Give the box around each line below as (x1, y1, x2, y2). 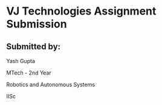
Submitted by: (6, 41, 61, 52)
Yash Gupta (6, 58, 35, 64)
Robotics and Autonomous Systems (6, 81, 96, 88)
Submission (6, 17, 68, 31)
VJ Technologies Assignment (6, 4, 157, 18)
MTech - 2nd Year (6, 69, 51, 76)
